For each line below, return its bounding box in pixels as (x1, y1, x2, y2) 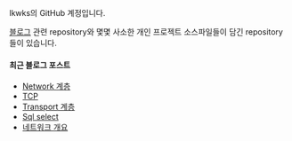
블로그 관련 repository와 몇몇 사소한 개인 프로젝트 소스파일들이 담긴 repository (9, 27, 283, 37)
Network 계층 (21, 81, 71, 91)
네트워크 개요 (21, 122, 69, 133)
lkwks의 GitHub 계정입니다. (9, 8, 106, 18)
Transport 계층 (21, 101, 76, 113)
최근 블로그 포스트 (9, 59, 71, 70)
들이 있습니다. (9, 38, 58, 48)
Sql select (21, 112, 60, 122)
